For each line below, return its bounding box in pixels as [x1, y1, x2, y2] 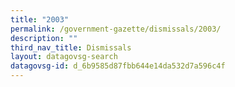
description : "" [10, 33, 78, 43]
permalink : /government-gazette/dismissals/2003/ [10, 24, 222, 34]
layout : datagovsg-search [10, 52, 118, 62]
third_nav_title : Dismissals [10, 42, 132, 53]
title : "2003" [10, 14, 70, 25]
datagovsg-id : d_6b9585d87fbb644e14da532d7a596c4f [10, 61, 226, 71]
